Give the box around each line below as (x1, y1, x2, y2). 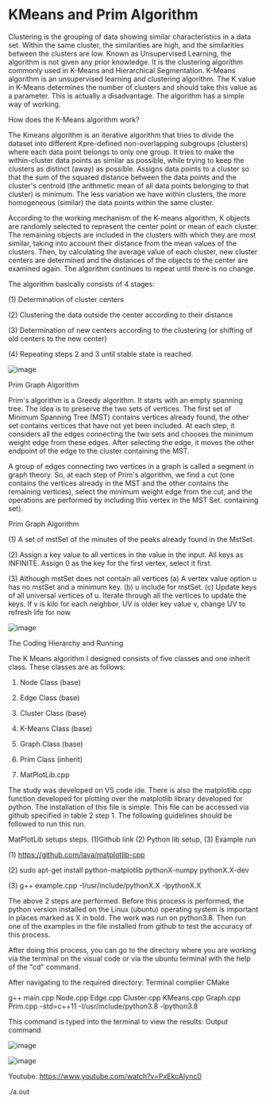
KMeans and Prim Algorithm (8, 6, 199, 24)
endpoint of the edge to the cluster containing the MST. (8, 446, 190, 455)
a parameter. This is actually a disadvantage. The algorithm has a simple (8, 91, 245, 100)
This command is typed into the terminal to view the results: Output (8, 1016, 229, 1026)
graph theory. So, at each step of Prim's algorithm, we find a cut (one (8, 470, 235, 479)
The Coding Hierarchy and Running (8, 638, 124, 648)
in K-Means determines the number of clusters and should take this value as (8, 82, 258, 92)
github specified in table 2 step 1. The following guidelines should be (8, 811, 233, 820)
